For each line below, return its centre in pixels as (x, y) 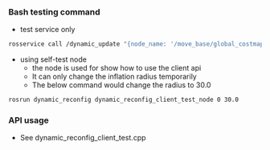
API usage (29, 120)
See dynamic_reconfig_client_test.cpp (83, 138)
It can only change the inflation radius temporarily (114, 77)
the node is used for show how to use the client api (117, 68)
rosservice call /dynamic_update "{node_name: (88, 44)
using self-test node (53, 59)
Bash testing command (54, 12)
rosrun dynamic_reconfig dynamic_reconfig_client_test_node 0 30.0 (124, 100)
